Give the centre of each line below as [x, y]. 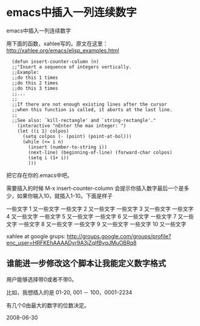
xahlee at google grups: [36, 236]
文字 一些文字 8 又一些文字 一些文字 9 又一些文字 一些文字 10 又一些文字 [96, 224]
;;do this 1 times [35, 78]
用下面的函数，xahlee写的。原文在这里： [57, 43]
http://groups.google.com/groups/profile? [119, 236]
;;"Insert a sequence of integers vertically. [72, 67]
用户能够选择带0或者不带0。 [42, 279]
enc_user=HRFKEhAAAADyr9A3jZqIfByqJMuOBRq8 [71, 242]
